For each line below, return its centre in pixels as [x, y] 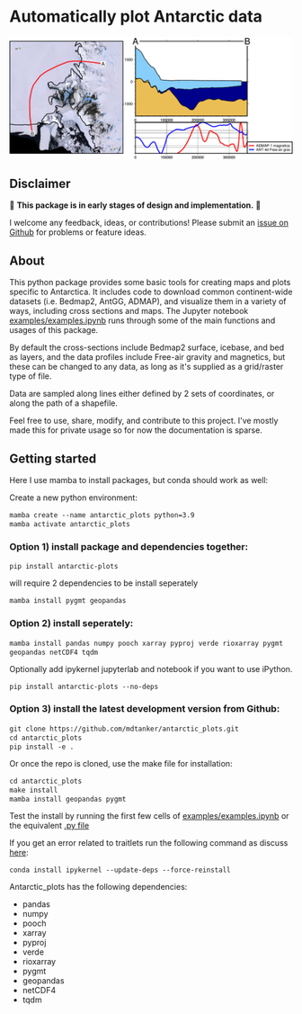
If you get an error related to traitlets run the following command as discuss [149, 842]
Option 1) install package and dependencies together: [129, 546]
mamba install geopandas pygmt [68, 799]
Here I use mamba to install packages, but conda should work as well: [139, 480]
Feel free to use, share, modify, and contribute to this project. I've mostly [144, 421]
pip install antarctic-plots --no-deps [84, 686]
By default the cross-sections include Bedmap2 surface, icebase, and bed [147, 347]
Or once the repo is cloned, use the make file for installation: [121, 763]
